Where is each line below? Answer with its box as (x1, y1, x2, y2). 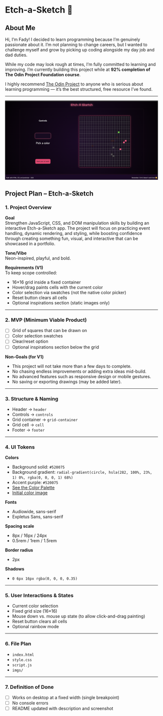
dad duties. (5, 52, 28, 58)
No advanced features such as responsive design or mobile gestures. (12, 373, 151, 379)
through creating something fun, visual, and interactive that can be (5, 235, 138, 242)
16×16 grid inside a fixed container (12, 279, 81, 285)
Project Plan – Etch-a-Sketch (5, 189, 94, 198)
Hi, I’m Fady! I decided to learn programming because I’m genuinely (5, 36, 141, 42)
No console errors (12, 700, 49, 706)
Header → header (12, 406, 47, 412)
